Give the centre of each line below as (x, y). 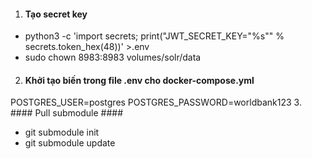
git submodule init (62, 132)
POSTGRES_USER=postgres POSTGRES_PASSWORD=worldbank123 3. (156, 102)
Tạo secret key (56, 14)
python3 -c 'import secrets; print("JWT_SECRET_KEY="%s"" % (154, 36)
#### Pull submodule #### (67, 113)
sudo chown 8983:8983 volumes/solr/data (113, 57)
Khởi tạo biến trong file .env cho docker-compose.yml (139, 80)
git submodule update (70, 143)
